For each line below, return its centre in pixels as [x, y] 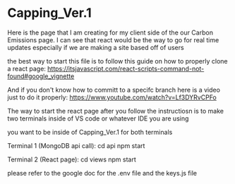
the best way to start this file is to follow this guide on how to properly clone [117, 61]
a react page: [26, 68]
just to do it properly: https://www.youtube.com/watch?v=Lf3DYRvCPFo [112, 97]
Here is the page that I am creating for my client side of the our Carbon [110, 32]
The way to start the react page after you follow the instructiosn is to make [116, 111]
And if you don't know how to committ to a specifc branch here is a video [114, 90]
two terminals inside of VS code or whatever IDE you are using [98, 118]
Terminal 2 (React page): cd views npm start [72, 159]
